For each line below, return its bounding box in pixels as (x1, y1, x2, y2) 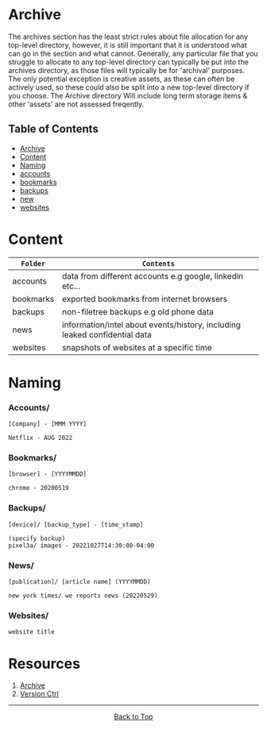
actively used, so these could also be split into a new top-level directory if (8, 82, 250, 92)
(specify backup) (8, 534, 66, 542)
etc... (62, 280, 81, 291)
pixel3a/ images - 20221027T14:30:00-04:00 (8, 542, 155, 550)
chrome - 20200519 (8, 484, 69, 492)
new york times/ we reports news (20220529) (8, 592, 158, 600)
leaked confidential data (62, 329, 153, 340)
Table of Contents (8, 122, 99, 136)
